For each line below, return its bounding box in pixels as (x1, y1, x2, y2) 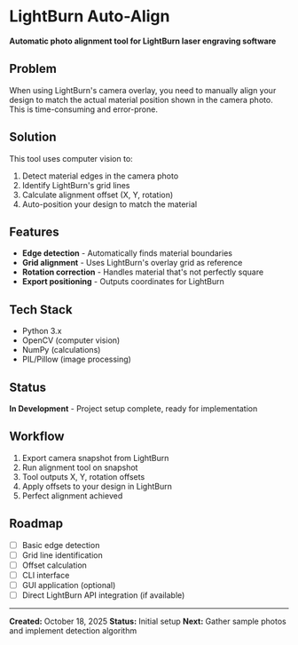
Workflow (9, 429, 65, 444)
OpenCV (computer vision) (21, 335, 121, 346)
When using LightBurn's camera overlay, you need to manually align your (9, 84, 277, 95)
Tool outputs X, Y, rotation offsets (21, 471, 145, 482)
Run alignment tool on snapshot (21, 462, 138, 473)
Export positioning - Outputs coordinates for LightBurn (21, 276, 224, 287)
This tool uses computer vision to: (9, 153, 133, 163)
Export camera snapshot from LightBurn (21, 452, 169, 463)
